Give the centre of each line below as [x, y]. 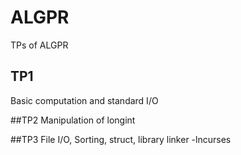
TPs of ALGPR [39, 45]
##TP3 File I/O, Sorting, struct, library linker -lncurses [121, 139]
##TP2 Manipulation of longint [73, 120]
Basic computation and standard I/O [84, 100]
